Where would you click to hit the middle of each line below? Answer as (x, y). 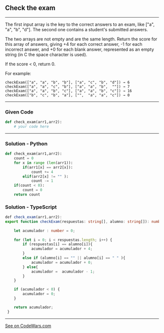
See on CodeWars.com (28, 326)
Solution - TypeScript (31, 207)
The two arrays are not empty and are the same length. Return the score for (81, 39)
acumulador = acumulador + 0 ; (62, 262)
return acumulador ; (34, 307)
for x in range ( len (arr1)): (43, 163)
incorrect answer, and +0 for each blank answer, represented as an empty (80, 49)
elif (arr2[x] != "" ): (46, 176)
